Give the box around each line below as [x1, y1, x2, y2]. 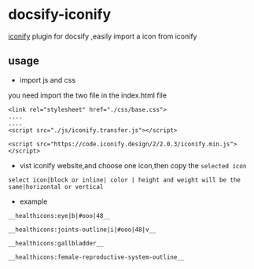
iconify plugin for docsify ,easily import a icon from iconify [8, 31, 197, 41]
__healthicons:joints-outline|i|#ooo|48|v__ [8, 226, 156, 234]
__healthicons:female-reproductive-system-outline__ [8, 253, 185, 261]
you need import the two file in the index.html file [8, 90, 167, 100]
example [19, 197, 48, 206]
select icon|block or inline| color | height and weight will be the [8, 175, 241, 184]
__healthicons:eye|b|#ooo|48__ [8, 212, 111, 219]
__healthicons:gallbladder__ [8, 239, 104, 247]
